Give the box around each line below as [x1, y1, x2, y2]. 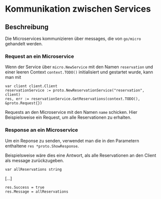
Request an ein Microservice [5, 53, 74, 59]
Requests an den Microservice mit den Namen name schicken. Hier [5, 109, 138, 115]
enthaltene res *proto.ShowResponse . [5, 143, 79, 149]
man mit [5, 74, 21, 80]
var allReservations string [5, 167, 62, 172]
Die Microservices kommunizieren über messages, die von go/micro [5, 36, 141, 41]
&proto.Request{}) [5, 101, 42, 106]
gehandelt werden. [5, 41, 43, 47]
